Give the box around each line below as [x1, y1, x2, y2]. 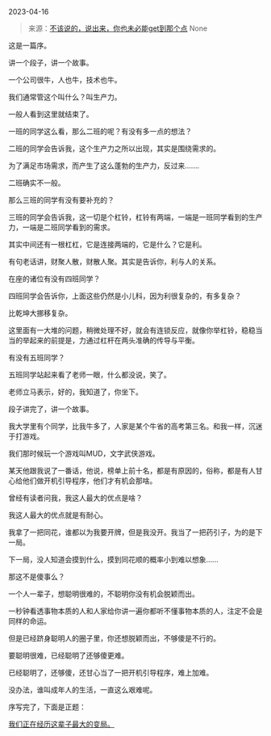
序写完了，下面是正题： [8, 702, 86, 712]
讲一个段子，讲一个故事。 [8, 58, 94, 67]
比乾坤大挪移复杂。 [8, 309, 73, 318]
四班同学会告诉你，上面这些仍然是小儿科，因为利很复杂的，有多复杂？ [8, 291, 242, 301]
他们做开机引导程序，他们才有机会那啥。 [22, 476, 157, 486]
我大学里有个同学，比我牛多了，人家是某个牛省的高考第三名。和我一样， [8, 422, 248, 431]
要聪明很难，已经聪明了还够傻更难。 [8, 650, 129, 660]
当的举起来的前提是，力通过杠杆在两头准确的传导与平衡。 [8, 335, 199, 345]
